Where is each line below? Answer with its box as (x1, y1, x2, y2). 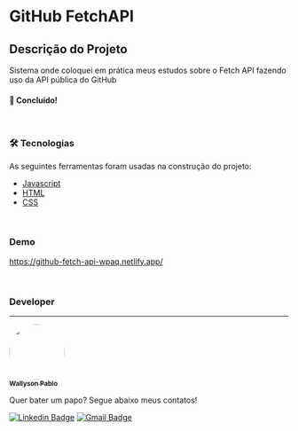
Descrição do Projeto (9, 42, 128, 57)
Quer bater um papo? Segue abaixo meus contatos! (9, 395, 198, 405)
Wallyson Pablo (9, 380, 59, 388)
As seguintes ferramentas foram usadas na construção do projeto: (9, 161, 252, 171)
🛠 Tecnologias (9, 137, 75, 150)
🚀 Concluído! (9, 95, 58, 106)
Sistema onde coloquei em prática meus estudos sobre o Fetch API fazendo (9, 65, 286, 75)
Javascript (21, 177, 61, 188)
